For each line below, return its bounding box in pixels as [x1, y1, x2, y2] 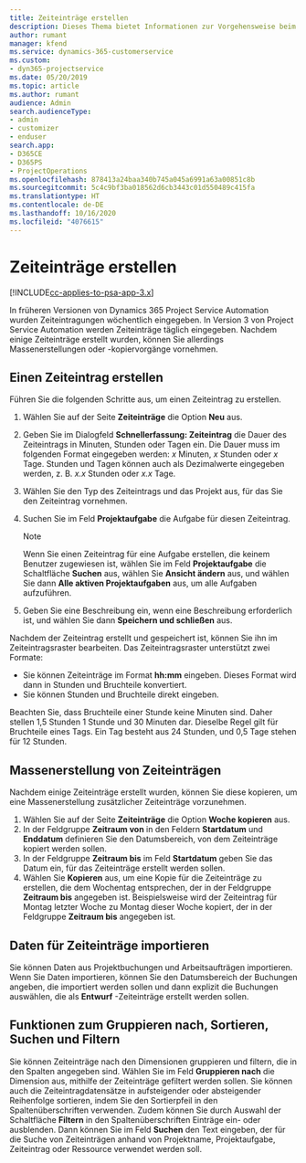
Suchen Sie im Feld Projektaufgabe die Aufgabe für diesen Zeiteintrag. [22, 513, 290, 524]
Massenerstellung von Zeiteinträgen [9, 762, 222, 777]
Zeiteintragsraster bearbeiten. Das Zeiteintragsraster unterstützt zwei [9, 642, 270, 653]
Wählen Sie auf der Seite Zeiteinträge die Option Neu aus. [22, 412, 243, 423]
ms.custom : [9, 56, 51, 65]
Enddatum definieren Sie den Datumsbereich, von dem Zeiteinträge [22, 833, 279, 845]
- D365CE [9, 149, 43, 158]
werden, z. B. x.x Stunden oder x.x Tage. [22, 468, 176, 480]
